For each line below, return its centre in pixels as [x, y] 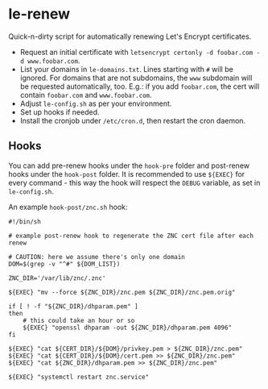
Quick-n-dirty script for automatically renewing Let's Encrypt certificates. [130, 36]
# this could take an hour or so [79, 320]
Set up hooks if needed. [60, 112]
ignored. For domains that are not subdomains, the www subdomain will [136, 77]
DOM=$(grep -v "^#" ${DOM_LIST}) [64, 264]
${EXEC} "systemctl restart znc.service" [79, 377]
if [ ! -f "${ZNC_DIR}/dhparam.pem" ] [73, 306]
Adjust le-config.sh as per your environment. [96, 103]
